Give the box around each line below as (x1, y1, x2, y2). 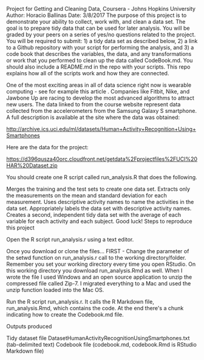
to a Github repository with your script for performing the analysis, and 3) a (6, 44, 194, 51)
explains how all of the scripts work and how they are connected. (6, 70, 169, 76)
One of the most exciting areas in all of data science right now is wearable (6, 81, 192, 89)
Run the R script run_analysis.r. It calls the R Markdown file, (6, 298, 155, 305)
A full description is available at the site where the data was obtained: (6, 114, 180, 121)
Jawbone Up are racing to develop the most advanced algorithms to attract (6, 94, 194, 101)
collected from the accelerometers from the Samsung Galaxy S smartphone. (6, 107, 197, 114)
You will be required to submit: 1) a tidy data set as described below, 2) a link (6, 38, 198, 44)
